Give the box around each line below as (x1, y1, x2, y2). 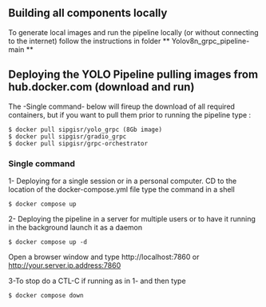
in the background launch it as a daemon (8, 222, 143, 232)
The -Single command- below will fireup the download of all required (8, 102, 236, 111)
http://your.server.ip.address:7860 (8, 260, 121, 270)
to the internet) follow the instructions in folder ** (8, 36, 170, 46)
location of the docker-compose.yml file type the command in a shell (8, 184, 236, 194)
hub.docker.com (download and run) (8, 80, 195, 94)
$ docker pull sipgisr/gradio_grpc (8, 132, 127, 141)
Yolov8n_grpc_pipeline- (171, 36, 250, 46)
